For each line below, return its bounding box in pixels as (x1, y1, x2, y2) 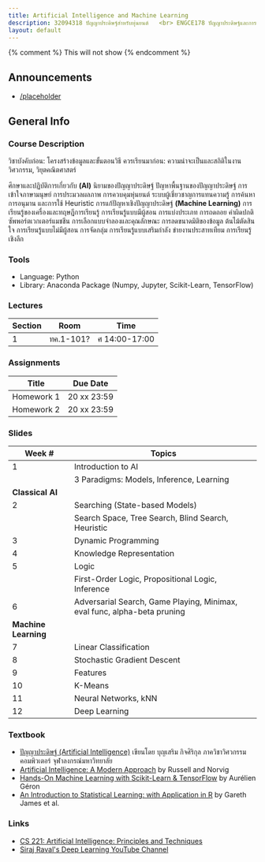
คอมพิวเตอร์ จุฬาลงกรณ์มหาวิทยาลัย (19, 756, 113, 766)
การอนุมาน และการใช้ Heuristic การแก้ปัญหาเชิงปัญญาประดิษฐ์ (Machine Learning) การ (8, 198, 252, 207)
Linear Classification (73, 642, 150, 653)
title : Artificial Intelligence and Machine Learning (8, 11, 189, 20)
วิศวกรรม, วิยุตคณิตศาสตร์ (8, 165, 77, 174)
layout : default (8, 26, 62, 34)
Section (12, 320, 42, 331)
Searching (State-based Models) (73, 500, 197, 511)
